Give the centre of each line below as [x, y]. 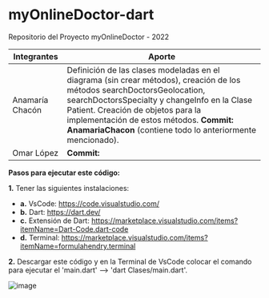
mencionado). [93, 140]
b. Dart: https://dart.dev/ [60, 212]
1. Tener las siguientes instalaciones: [69, 188]
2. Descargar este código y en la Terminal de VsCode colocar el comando [130, 261]
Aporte [162, 56]
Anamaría [30, 100]
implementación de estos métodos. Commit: [150, 120]
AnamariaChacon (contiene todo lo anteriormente [161, 129]
